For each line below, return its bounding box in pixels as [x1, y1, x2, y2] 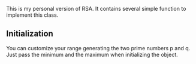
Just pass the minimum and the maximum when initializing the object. [6, 51, 178, 58]
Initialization [6, 29, 54, 39]
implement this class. [6, 11, 59, 19]
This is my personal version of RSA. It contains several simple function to [6, 5, 186, 12]
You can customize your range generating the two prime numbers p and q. [6, 44, 191, 51]
